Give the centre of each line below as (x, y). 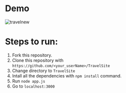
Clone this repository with (38, 60)
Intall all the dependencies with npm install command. (67, 75)
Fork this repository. (32, 55)
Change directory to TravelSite (43, 71)
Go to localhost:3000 (33, 86)
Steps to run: (31, 42)
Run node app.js (29, 81)
